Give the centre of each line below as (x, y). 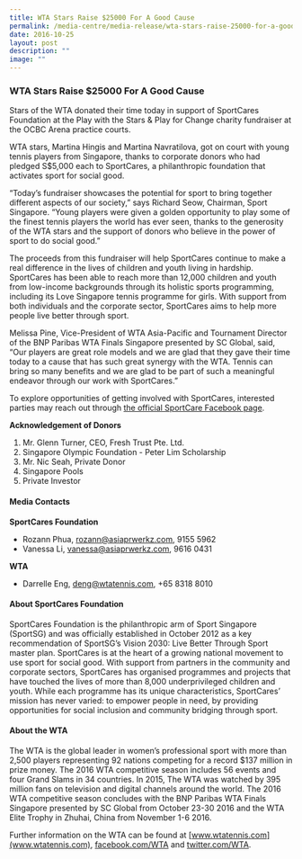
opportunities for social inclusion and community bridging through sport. (144, 710)
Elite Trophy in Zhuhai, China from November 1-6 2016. (111, 817)
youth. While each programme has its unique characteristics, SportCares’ (145, 691)
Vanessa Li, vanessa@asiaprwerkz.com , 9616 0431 (117, 549)
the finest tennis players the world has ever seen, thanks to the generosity (147, 222)
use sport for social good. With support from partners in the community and (150, 662)
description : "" (40, 51)
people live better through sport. (69, 316)
